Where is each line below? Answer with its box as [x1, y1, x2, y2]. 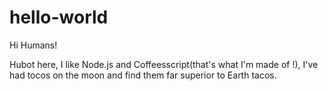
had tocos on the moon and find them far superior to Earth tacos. [9, 69, 277, 81]
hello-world [9, 6, 109, 29]
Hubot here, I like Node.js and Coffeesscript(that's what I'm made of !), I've [9, 58, 319, 70]
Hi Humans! [9, 39, 58, 51]
